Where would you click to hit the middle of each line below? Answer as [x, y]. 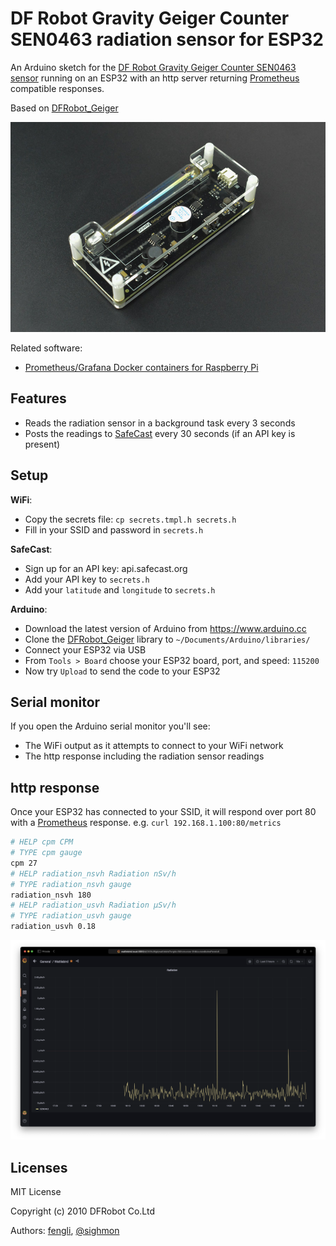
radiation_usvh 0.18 [53, 927]
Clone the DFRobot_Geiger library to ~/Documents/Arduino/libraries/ [167, 639]
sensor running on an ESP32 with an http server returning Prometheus [155, 78]
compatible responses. [57, 88]
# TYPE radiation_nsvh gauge [71, 884]
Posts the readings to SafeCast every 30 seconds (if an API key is [160, 433]
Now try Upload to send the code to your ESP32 [122, 671]
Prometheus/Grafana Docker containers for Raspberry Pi [141, 367]
